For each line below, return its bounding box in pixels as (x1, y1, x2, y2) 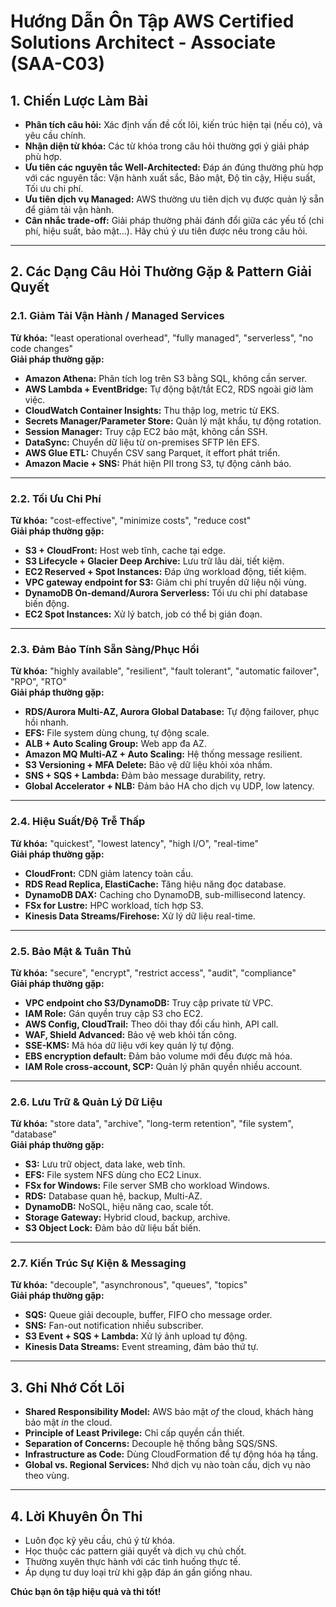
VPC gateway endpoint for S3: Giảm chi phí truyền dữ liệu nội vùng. (24, 576, 307, 588)
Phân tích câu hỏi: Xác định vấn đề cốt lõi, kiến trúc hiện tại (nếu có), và (24, 119, 323, 130)
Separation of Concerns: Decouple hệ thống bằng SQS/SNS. (24, 1438, 278, 1450)
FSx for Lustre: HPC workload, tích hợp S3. (24, 899, 204, 911)
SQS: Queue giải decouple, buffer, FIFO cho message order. (24, 1309, 273, 1321)
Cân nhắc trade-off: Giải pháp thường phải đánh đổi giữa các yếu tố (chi (24, 215, 325, 226)
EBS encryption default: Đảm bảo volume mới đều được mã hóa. (24, 1050, 293, 1062)
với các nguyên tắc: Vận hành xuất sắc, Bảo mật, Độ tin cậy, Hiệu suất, (24, 172, 316, 184)
